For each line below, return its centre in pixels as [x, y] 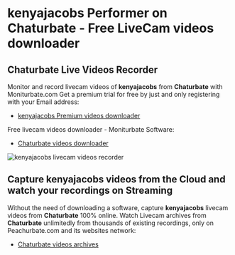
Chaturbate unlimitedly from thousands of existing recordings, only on [111, 223]
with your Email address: [43, 102]
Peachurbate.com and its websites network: [72, 230]
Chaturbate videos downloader [63, 143]
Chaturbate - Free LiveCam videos [111, 28]
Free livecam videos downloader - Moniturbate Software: [91, 129]
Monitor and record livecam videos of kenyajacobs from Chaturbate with [115, 87]
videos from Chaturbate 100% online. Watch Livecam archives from [107, 215]
